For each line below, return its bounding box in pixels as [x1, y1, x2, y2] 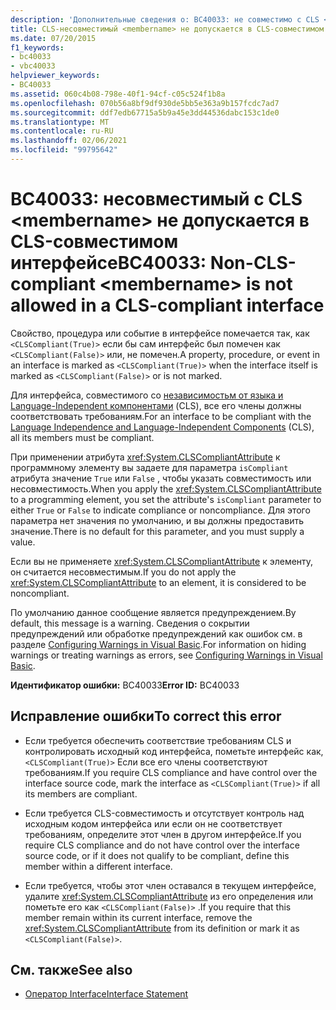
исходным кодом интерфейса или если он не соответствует [24, 817, 283, 830]
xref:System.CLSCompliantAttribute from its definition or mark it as [24, 922, 300, 934]
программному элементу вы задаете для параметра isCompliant [10, 461, 289, 473]
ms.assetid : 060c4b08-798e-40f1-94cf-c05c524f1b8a [10, 89, 226, 99]
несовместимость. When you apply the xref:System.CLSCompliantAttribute [10, 482, 322, 495]
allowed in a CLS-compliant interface [10, 294, 325, 317]
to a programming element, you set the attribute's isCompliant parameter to [10, 493, 322, 505]
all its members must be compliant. [10, 431, 155, 443]
